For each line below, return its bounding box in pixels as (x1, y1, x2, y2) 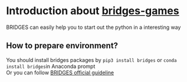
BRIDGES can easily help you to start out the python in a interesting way (6, 24, 181, 31)
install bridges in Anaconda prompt (6, 63, 96, 70)
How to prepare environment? (6, 41, 119, 51)
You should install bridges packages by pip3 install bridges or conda (6, 56, 177, 63)
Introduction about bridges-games (6, 4, 179, 18)
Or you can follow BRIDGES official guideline (6, 69, 114, 76)
